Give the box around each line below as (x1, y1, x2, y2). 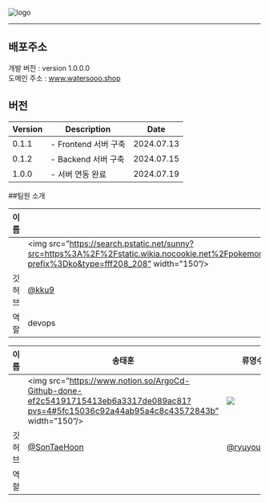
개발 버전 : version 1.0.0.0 (8, 63, 90, 72)
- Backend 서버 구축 (50, 153, 125, 165)
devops (27, 317, 56, 329)
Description (65, 123, 111, 134)
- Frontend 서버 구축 (50, 138, 126, 149)
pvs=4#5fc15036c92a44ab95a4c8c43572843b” (27, 405, 219, 416)
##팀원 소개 (8, 190, 46, 200)
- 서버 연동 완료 (50, 169, 106, 180)
